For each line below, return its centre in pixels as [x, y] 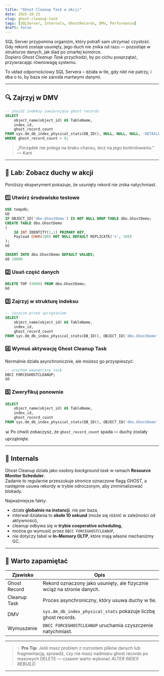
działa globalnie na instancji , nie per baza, [55, 510]
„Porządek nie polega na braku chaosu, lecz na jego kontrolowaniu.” [86, 148]
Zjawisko [23, 575]
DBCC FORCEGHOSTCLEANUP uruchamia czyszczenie [98, 625]
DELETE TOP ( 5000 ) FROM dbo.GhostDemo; [46, 284]
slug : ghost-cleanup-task [31, 19]
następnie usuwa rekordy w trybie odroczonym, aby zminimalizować [74, 486]
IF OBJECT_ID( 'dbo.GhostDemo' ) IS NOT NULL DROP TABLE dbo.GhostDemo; [78, 218]
